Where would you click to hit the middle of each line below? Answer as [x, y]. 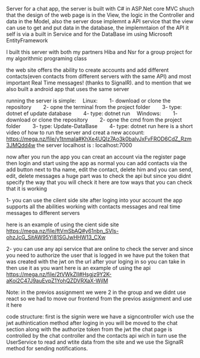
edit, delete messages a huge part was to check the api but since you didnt [99, 176]
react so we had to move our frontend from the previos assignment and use [99, 298]
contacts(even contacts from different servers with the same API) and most [99, 76]
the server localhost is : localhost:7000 [84, 145]
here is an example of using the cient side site [63, 224]
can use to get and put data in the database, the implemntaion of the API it [98, 28]
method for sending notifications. [47, 348]
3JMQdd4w [21, 145]
